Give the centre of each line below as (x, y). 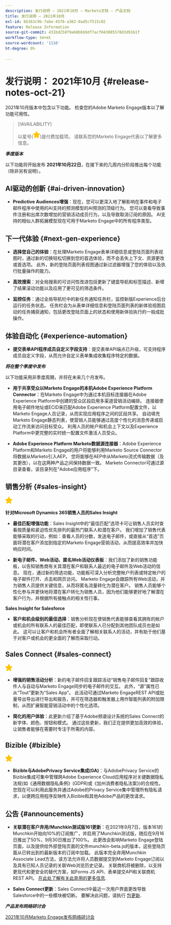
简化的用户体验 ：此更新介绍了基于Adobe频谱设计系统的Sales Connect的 (88, 716)
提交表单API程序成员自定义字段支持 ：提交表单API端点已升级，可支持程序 (89, 349)
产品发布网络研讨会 (25, 906)
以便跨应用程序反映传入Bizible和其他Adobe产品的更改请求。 (84, 796)
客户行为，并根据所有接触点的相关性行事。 (57, 598)
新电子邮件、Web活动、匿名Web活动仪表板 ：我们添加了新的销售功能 (85, 560)
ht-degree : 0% (20, 49)
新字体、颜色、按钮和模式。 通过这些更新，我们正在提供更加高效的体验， (89, 722)
